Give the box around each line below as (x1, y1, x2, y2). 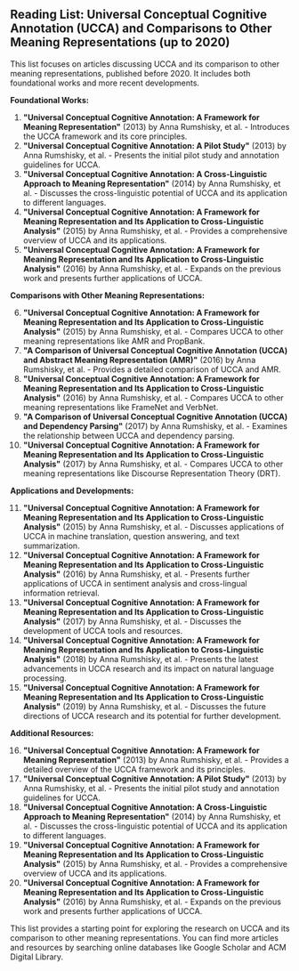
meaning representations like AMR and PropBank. (22, 336, 206, 346)
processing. (22, 672, 68, 684)
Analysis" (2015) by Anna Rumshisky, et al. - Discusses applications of (22, 521, 285, 532)
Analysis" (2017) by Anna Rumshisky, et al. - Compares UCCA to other (22, 458, 284, 469)
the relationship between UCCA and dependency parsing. (22, 430, 235, 441)
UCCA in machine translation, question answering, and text (22, 530, 239, 541)
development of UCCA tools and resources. (22, 625, 183, 635)
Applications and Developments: (10, 485, 134, 496)
